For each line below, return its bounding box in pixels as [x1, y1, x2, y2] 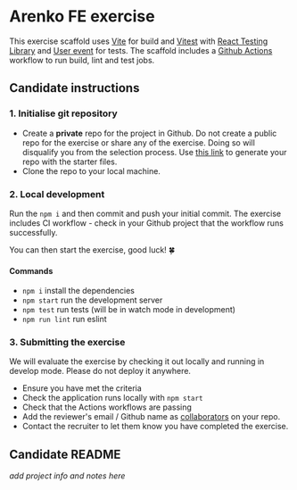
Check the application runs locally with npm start [21, 393, 203, 403]
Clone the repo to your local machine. [21, 165, 161, 176]
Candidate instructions [9, 80, 140, 96]
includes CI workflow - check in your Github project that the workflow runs [9, 217, 284, 228]
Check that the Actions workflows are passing [21, 402, 192, 412]
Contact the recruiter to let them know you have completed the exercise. [21, 421, 289, 432]
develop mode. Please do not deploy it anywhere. [9, 366, 192, 377]
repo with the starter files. [21, 156, 118, 167]
